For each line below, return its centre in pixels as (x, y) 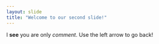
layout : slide (24, 12)
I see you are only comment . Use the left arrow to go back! (80, 34)
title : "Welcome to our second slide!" (57, 17)
